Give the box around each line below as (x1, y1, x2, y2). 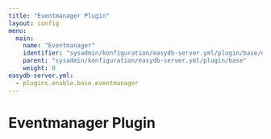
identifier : (23, 49, 63, 57)
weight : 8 (23, 64, 56, 72)
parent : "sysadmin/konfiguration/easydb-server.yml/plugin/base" (23, 57, 248, 65)
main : (15, 34, 35, 43)
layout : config (8, 19, 60, 27)
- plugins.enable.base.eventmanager (15, 79, 139, 87)
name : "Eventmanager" (23, 42, 95, 50)
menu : (8, 27, 27, 35)
